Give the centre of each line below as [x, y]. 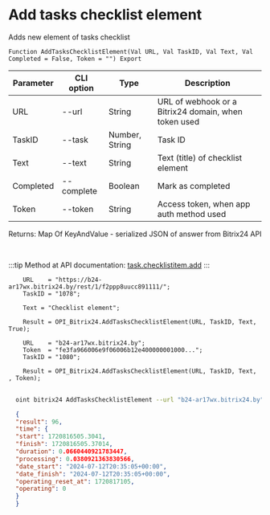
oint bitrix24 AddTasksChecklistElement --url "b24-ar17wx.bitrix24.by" [140, 399]
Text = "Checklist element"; [72, 308]
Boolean [124, 186]
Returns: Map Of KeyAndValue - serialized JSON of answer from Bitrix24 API [135, 234]
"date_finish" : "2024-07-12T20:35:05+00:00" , [93, 474]
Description [207, 83]
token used [178, 121]
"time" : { [32, 429]
